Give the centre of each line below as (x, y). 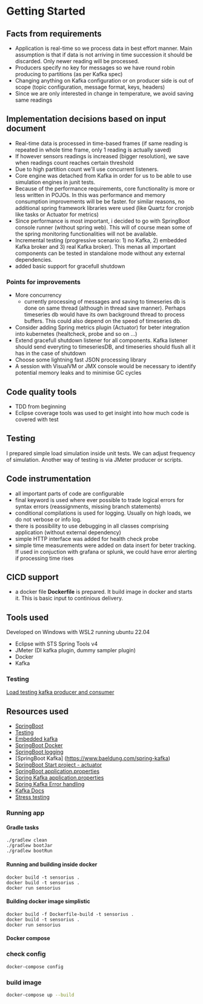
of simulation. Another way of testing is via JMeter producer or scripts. (95, 459)
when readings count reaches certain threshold (74, 162)
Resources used (37, 711)
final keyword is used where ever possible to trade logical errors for (99, 500)
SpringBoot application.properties (57, 772)
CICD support (32, 577)
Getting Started (46, 11)
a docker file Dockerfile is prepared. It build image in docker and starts (104, 592)
